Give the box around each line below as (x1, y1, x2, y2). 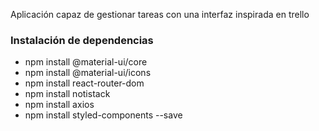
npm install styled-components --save (24, 109, 183, 121)
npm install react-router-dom (24, 77, 145, 89)
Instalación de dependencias (10, 33, 154, 47)
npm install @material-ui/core (24, 56, 148, 68)
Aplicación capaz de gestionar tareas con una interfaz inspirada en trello (10, 9, 310, 20)
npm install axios (24, 99, 95, 111)
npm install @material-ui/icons (24, 67, 152, 79)
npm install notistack (24, 88, 111, 100)
